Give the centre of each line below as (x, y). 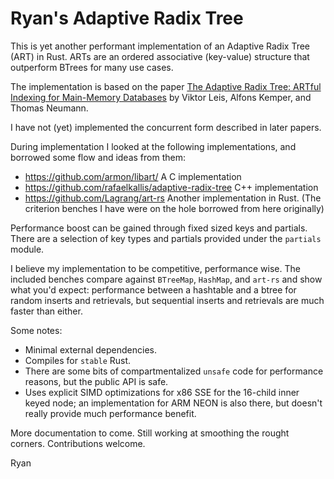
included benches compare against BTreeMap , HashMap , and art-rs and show (166, 279)
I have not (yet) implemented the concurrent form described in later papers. (166, 127)
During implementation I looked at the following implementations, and (153, 146)
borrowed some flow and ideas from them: (98, 157)
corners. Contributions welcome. (78, 443)
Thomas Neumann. (49, 108)
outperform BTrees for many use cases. (92, 67)
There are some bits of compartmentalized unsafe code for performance (174, 371)
